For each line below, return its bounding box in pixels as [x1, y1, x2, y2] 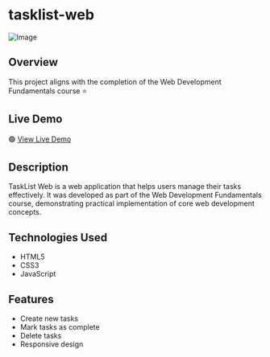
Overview [8, 55, 59, 69]
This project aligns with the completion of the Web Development [8, 76, 222, 86]
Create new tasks [19, 314, 79, 323]
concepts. [8, 207, 42, 217]
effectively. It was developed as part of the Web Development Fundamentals [8, 191, 262, 200]
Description [8, 160, 69, 174]
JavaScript [19, 269, 56, 279]
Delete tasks [19, 331, 62, 340]
